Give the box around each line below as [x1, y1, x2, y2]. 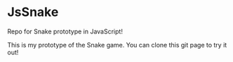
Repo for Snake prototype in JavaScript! [7, 27, 123, 36]
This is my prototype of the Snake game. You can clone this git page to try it [7, 40, 227, 49]
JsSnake [7, 4, 59, 20]
